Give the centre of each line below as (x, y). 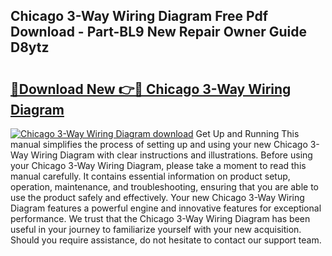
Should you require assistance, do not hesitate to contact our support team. (166, 240)
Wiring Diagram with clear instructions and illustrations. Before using (171, 155)
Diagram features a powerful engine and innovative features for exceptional (166, 208)
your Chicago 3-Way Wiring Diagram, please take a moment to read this (158, 165)
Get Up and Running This (247, 133)
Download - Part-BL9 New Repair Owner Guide (159, 32)
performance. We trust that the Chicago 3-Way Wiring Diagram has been (160, 218)
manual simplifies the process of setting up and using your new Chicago (159, 144)
